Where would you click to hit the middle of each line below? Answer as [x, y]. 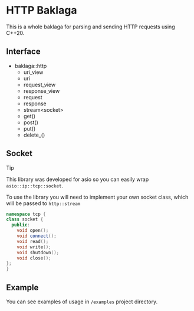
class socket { [25, 219]
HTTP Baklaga [42, 10]
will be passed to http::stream [43, 203]
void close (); [34, 258]
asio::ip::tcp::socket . [35, 185]
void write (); [34, 247]
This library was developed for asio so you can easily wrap [78, 179]
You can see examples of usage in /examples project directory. [82, 302]
